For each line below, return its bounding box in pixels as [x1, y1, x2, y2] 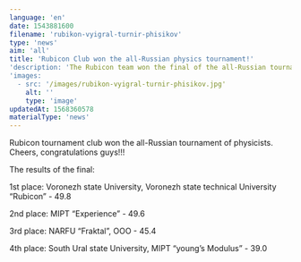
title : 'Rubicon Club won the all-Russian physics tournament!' [9, 55, 254, 63]
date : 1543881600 [9, 21, 74, 30]
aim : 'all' [9, 46, 50, 55]
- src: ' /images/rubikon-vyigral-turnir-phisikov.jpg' [17, 80, 227, 89]
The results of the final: [9, 165, 96, 175]
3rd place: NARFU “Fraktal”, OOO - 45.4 [9, 225, 157, 237]
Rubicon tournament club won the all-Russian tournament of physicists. [9, 138, 273, 148]
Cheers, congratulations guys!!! [9, 147, 125, 157]
